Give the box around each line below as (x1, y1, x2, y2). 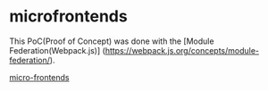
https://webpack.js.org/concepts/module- (105, 45, 260, 55)
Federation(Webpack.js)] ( (9, 45, 105, 55)
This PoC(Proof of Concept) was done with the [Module (9, 36, 214, 46)
